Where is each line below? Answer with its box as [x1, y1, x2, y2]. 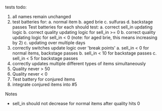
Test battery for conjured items [12, 76, 75, 82]
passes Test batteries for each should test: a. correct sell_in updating [12, 24, 153, 30]
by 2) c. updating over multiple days [12, 40, 86, 46]
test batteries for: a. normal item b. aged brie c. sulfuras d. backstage [12, 19, 153, 25]
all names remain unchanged [12, 14, 71, 19]
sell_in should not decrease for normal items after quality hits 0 [12, 101, 140, 106]
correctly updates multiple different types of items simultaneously [12, 61, 146, 66]
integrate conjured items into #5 [12, 82, 77, 87]
